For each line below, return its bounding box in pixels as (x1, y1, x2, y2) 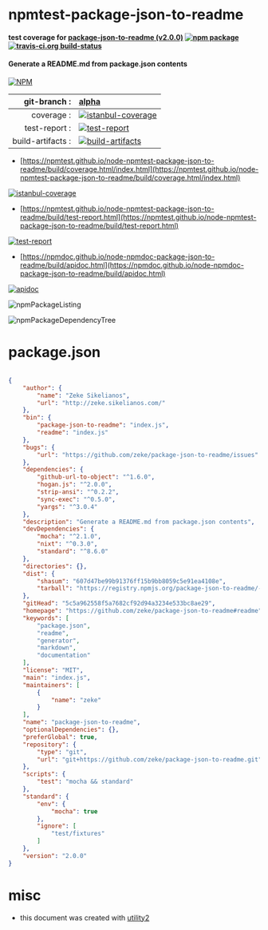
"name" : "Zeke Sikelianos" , (37, 391, 130, 399)
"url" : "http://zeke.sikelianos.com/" (37, 399, 166, 407)
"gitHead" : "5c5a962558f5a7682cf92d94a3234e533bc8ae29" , (22, 599, 216, 608)
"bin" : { (22, 414, 52, 422)
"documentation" (37, 651, 91, 660)
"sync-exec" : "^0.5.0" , (37, 495, 116, 503)
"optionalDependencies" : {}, (22, 725, 120, 734)
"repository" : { (22, 741, 77, 749)
